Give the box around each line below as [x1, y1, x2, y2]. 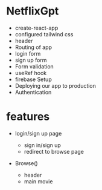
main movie [24, 177, 53, 185]
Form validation [14, 62, 54, 70]
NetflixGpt [6, 4, 59, 18]
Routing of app [14, 44, 53, 51]
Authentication [14, 88, 52, 96]
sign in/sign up [24, 141, 62, 149]
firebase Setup [14, 76, 53, 83]
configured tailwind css [14, 30, 74, 38]
